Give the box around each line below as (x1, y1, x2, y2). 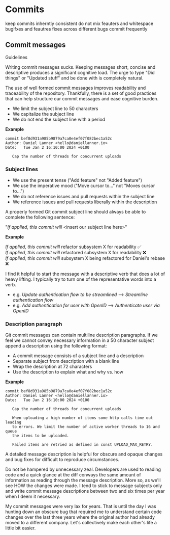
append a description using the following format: (5, 343, 107, 349)
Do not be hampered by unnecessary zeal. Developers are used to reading (5, 466, 161, 472)
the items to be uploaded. (12, 433, 70, 439)
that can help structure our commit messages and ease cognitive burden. (5, 95, 159, 101)
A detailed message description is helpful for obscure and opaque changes (5, 451, 163, 457)
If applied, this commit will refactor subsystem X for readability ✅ (5, 244, 142, 250)
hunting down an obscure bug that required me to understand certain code (5, 509, 162, 515)
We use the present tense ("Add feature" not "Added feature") (12, 177, 143, 183)
